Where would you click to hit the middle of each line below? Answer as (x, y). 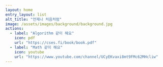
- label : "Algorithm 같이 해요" (42, 33)
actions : (15, 29)
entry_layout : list (26, 15)
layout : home (19, 10)
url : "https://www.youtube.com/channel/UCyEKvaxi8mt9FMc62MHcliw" (86, 57)
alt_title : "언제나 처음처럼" (34, 19)
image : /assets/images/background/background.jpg (59, 24)
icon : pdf (25, 38)
